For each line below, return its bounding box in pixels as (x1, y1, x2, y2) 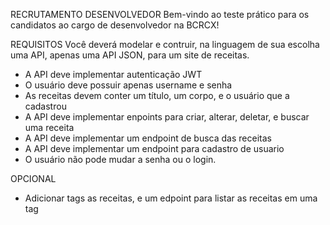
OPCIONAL (10, 173, 57, 184)
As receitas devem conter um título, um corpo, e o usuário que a (24, 90, 290, 101)
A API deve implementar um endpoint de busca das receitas (24, 132, 272, 144)
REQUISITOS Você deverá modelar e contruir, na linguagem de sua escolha (10, 39, 320, 50)
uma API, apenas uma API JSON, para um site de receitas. (10, 49, 250, 61)
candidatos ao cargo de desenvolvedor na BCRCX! (10, 19, 220, 31)
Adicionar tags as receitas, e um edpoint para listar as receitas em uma (24, 192, 318, 204)
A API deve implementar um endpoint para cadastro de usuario (24, 143, 285, 154)
